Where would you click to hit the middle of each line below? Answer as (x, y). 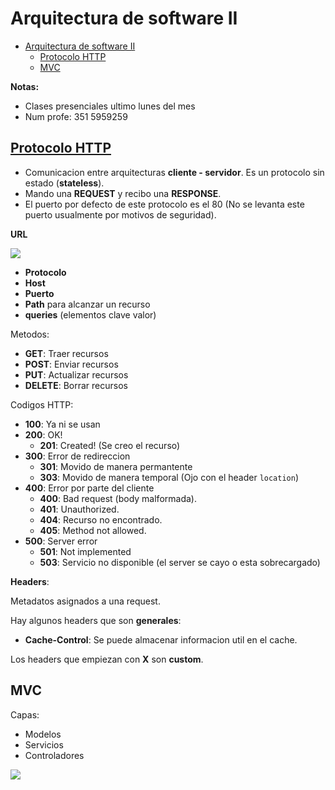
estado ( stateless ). (64, 183)
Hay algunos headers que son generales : (96, 620)
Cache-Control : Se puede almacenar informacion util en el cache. (161, 639)
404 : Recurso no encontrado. (101, 519)
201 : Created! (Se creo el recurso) (110, 445)
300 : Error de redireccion (77, 456)
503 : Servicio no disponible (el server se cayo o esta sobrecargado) (180, 562)
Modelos (43, 734)
